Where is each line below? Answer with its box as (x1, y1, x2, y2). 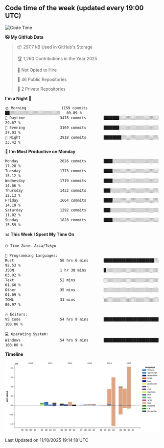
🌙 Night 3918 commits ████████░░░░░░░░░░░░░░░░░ (5, 135, 159, 140)
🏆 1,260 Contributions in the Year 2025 (17, 55, 97, 61)
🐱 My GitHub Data (5, 34, 44, 40)
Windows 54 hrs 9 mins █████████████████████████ (5, 338, 159, 343)
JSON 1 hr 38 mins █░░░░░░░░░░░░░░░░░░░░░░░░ (5, 267, 159, 273)
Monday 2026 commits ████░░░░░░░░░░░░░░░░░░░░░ (5, 158, 159, 163)
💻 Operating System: (5, 331, 49, 337)
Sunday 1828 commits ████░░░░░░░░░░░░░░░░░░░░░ (5, 217, 159, 222)
